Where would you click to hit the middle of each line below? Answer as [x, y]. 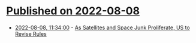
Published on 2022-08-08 [73, 11]
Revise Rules [31, 33]
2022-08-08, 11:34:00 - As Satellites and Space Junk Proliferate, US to [102, 27]
